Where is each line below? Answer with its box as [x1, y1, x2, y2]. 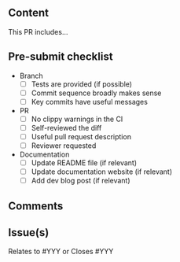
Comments [8, 199, 64, 212]
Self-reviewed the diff [31, 123, 102, 132]
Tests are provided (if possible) [31, 79, 132, 89]
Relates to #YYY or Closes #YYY [8, 247, 114, 256]
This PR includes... [8, 27, 68, 36]
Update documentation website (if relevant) [31, 167, 173, 176]
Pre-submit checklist [8, 50, 113, 64]
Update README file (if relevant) [31, 158, 138, 168]
